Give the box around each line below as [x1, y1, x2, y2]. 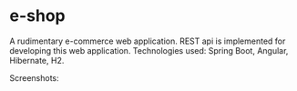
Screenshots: [9, 72, 59, 83]
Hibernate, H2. [9, 55, 65, 66]
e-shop [9, 5, 66, 26]
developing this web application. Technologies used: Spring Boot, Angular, [9, 45, 289, 56]
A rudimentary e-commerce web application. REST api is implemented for [9, 35, 286, 46]
